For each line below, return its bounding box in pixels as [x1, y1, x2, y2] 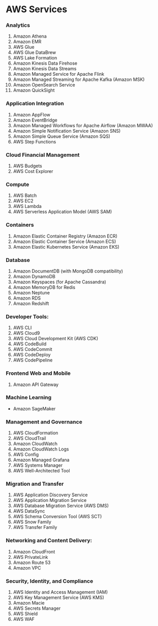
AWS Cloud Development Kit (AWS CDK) [13, 336, 99, 342]
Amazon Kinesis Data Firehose [13, 60, 78, 67]
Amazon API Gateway [13, 381, 59, 387]
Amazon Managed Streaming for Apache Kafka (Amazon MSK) [13, 76, 145, 82]
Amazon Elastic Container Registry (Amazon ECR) [13, 233, 118, 239]
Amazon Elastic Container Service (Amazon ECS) [13, 238, 116, 245]
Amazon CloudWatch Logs [13, 446, 69, 452]
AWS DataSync [13, 508, 45, 514]
